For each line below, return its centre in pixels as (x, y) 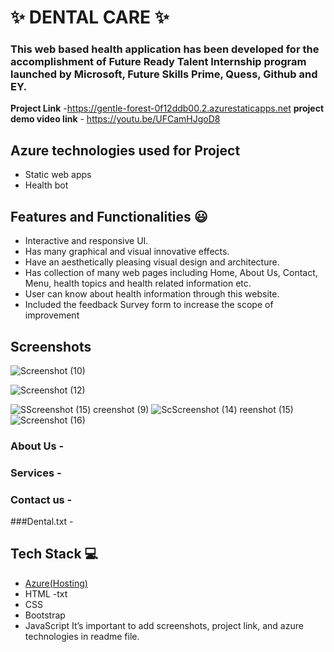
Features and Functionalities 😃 (109, 216)
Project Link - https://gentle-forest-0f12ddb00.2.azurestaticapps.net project (167, 108)
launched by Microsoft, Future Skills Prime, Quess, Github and (164, 74)
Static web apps (58, 175)
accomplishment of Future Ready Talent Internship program (158, 62)
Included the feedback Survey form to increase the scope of (149, 305)
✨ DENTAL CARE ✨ (90, 17)
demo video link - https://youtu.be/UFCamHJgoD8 (115, 119)
